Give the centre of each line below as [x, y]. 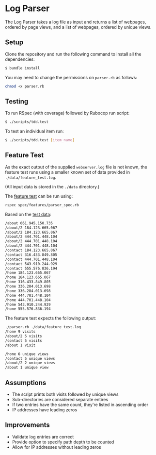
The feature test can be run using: [39, 196]
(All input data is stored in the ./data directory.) [52, 186]
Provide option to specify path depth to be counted [63, 442]
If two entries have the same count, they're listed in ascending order [80, 404]
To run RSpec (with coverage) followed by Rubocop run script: [67, 113]
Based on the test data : [28, 214]
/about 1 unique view [27, 368]
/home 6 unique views [27, 354]
